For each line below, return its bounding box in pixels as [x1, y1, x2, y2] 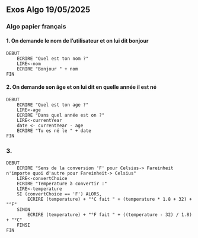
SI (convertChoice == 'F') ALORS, [17, 191, 102, 197]
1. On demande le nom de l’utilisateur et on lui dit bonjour [6, 37, 149, 44]
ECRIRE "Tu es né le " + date [17, 127, 92, 134]
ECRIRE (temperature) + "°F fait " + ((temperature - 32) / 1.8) [27, 212, 193, 218]
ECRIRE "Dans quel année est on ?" [17, 112, 105, 118]
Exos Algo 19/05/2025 [6, 5, 91, 15]
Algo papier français [6, 22, 66, 31]
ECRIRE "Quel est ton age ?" [17, 102, 89, 108]
